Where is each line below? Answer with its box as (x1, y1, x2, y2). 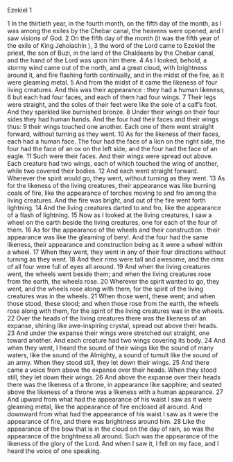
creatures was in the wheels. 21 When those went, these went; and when (7, 292, 216, 300)
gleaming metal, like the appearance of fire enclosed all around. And (7, 402, 202, 411)
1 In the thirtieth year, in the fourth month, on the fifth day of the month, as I (7, 19, 222, 27)
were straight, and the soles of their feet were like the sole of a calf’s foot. (7, 101, 218, 108)
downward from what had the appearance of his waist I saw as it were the (7, 410, 218, 418)
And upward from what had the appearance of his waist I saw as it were (7, 395, 213, 403)
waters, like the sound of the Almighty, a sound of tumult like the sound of (7, 351, 218, 359)
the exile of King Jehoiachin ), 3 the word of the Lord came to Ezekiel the (7, 42, 216, 49)
